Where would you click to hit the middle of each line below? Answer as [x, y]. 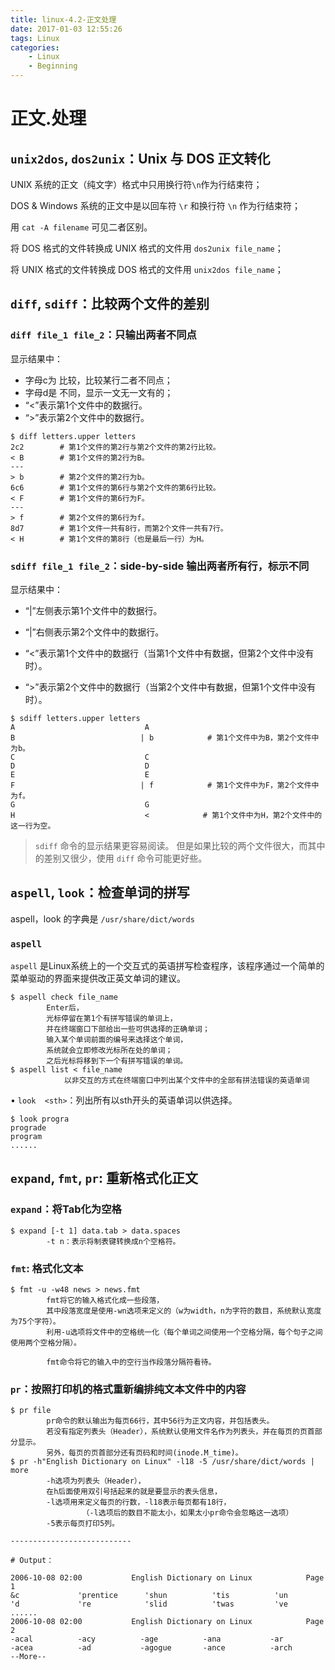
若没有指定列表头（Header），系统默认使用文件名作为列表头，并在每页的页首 [180, 1432]
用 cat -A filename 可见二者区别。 [81, 227]
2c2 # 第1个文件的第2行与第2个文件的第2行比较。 [115, 447]
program [26, 1137]
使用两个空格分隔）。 [46, 1343]
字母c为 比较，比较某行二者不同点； [98, 380]
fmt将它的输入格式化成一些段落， [105, 1301]
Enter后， [65, 1008]
